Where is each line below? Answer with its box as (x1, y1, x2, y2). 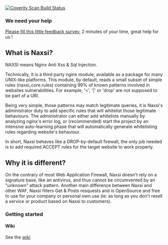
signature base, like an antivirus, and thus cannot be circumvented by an (5, 177, 155, 183)
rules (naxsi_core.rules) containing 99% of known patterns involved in (5, 82, 150, 88)
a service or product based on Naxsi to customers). (5, 198, 112, 204)
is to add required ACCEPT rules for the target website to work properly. (5, 144, 154, 150)
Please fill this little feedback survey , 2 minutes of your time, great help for (5, 28, 159, 34)
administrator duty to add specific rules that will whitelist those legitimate (5, 107, 156, 114)
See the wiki (5, 234, 31, 240)
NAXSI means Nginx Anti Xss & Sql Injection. (5, 62, 97, 68)
